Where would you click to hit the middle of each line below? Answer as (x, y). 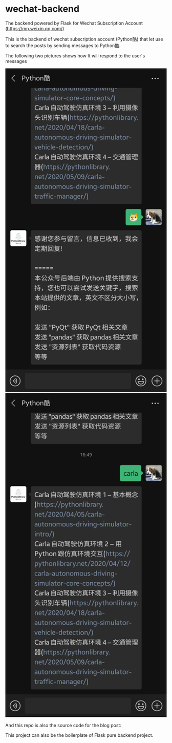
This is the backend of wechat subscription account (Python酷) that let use (84, 39)
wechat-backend (42, 9)
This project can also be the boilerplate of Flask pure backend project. (79, 735)
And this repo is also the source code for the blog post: (63, 725)
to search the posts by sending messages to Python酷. (63, 45)
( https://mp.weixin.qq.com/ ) (35, 28)
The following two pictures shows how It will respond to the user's (75, 56)
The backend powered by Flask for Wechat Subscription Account (74, 23)
